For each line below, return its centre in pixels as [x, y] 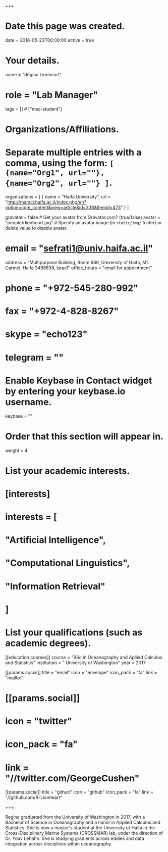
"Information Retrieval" [55, 586]
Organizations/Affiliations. [62, 129]
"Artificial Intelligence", [55, 540]
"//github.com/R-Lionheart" [34, 797]
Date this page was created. [65, 26]
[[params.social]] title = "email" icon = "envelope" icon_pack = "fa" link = [81, 672]
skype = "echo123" [46, 334]
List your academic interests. [68, 471]
